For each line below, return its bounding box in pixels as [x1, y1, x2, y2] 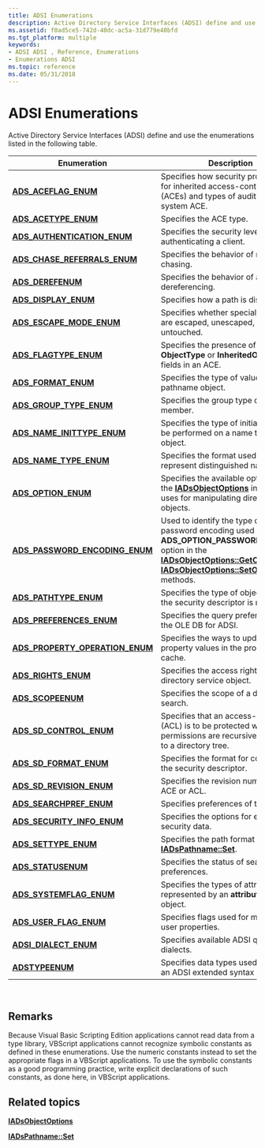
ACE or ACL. [160, 785, 207, 796]
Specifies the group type [160, 395, 252, 406]
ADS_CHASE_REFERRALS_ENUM [12, 253, 138, 264]
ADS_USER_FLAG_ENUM [12, 916, 106, 927]
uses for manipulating [160, 492, 241, 503]
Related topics [8, 1095, 80, 1109]
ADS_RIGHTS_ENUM [12, 670, 91, 681]
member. [160, 404, 195, 415]
